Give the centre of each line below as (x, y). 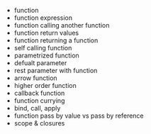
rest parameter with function (56, 71)
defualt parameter (40, 63)
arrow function (36, 78)
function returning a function (56, 40)
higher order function (45, 85)
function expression (43, 18)
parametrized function (46, 55)
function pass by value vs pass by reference (79, 116)
